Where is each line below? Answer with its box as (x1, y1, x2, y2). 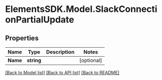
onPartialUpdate (5, 14, 74, 25)
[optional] (79, 57, 102, 64)
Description (46, 49, 75, 55)
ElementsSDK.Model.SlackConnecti (5, 3, 158, 15)
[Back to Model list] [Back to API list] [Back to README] (5, 70, 120, 76)
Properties (5, 34, 39, 42)
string (26, 57, 41, 64)
